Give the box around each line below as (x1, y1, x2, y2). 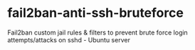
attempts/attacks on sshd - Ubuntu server (7, 35, 130, 44)
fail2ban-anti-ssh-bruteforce (7, 5, 184, 21)
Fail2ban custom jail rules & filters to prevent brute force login (7, 28, 189, 37)
